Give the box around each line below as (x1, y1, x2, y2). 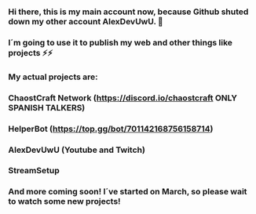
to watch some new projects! (8, 196, 121, 207)
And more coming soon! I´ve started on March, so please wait (8, 187, 247, 198)
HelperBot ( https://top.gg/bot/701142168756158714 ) (8, 123, 214, 134)
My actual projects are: (8, 71, 98, 82)
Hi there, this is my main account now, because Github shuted (8, 6, 249, 17)
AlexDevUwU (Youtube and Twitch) (8, 144, 145, 155)
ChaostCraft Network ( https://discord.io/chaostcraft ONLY (8, 92, 238, 103)
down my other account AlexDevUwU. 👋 (8, 16, 163, 27)
